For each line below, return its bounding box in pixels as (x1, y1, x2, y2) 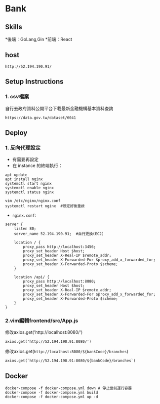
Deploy (5, 128, 28, 137)
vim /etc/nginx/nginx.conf (5, 199, 61, 203)
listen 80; (14, 226, 37, 231)
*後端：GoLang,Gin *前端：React (5, 37, 73, 42)
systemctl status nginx (5, 190, 54, 195)
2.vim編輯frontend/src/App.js (5, 317, 78, 324)
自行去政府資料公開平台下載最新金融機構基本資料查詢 (5, 105, 114, 111)
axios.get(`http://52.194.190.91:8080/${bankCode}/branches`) (5, 359, 136, 364)
